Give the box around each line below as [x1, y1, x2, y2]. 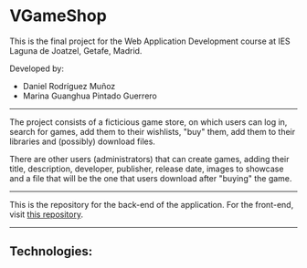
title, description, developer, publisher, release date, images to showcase [9, 163, 284, 174]
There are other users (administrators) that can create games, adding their [9, 153, 290, 164]
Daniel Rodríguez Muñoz [22, 80, 116, 91]
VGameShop [9, 5, 107, 26]
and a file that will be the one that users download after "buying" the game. [9, 172, 292, 183]
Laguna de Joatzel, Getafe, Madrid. [9, 45, 143, 56]
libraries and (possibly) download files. [9, 136, 155, 147]
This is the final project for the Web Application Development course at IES [9, 36, 291, 46]
